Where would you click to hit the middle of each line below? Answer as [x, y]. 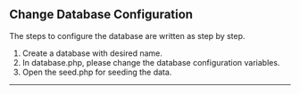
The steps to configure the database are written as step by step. [127, 35]
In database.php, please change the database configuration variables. [151, 62]
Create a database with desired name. [92, 53]
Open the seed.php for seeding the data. [97, 72]
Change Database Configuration [101, 15]
